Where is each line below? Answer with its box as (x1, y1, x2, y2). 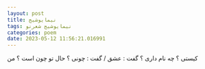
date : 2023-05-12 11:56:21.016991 (7, 36, 106, 42)
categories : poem (7, 29, 57, 36)
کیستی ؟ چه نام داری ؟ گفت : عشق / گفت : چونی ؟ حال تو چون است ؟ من (7, 54, 198, 62)
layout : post (7, 10, 45, 17)
